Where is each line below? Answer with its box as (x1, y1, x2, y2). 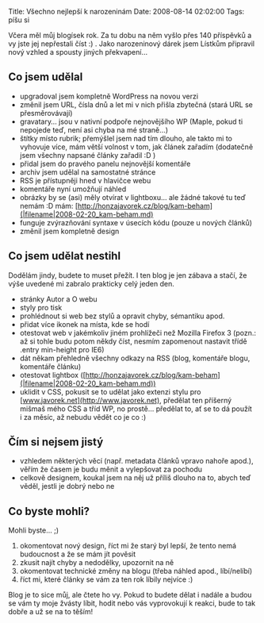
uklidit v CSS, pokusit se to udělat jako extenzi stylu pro (19, 386, 201, 396)
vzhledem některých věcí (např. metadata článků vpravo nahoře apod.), (19, 456, 254, 466)
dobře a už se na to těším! (8, 607, 94, 617)
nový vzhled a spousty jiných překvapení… (8, 48, 148, 56)
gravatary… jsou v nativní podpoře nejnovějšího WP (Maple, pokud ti (19, 117, 243, 126)
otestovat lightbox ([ (19, 370, 86, 379)
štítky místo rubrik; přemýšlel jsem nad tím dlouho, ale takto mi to (19, 133, 232, 143)
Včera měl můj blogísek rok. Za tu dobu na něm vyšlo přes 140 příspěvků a (8, 31, 252, 40)
